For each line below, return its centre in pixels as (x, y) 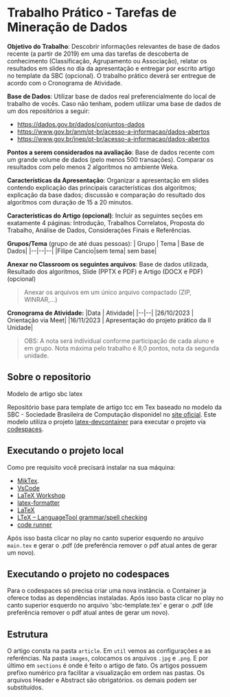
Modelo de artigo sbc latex (45, 393)
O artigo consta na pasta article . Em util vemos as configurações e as (109, 651)
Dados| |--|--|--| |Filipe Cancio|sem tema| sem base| (82, 251)
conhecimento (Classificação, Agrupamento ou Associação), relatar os (107, 61)
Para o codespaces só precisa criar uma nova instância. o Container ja (107, 591)
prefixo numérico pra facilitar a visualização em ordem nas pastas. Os (106, 673)
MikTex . (28, 481)
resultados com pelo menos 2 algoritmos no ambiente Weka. (93, 167)
